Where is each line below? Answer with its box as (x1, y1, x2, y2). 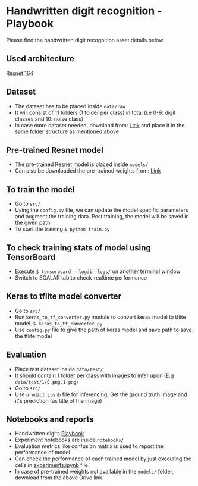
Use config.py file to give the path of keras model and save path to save (14, 326, 192, 333)
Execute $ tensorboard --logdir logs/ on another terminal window (14, 268, 181, 275)
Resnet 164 (6, 70, 34, 77)
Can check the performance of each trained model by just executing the (14, 455, 192, 462)
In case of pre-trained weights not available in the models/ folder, (14, 468, 174, 475)
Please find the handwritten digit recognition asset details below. (6, 36, 165, 43)
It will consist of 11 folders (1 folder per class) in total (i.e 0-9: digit (14, 109, 176, 116)
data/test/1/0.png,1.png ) (14, 378, 78, 385)
